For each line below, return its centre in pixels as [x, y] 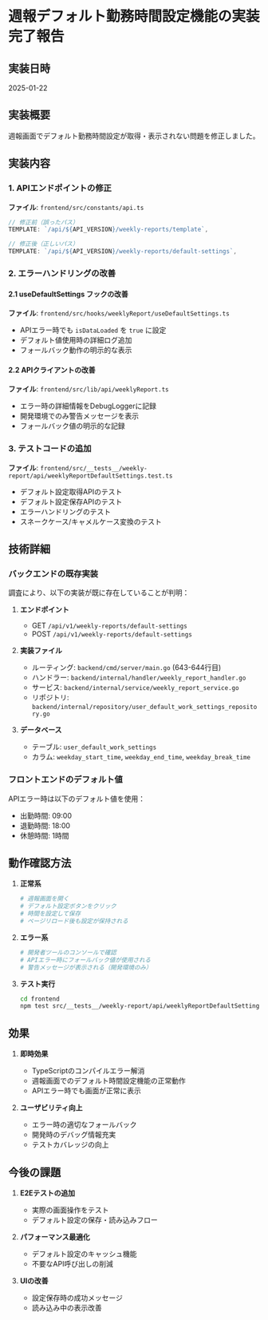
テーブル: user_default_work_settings [94, 747]
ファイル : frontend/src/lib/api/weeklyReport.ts [89, 389]
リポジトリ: [50, 698]
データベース [41, 730]
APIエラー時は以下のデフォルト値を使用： [77, 799]
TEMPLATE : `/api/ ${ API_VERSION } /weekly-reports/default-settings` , [123, 252]
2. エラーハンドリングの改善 [62, 273]
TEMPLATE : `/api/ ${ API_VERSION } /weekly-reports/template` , [108, 230]
